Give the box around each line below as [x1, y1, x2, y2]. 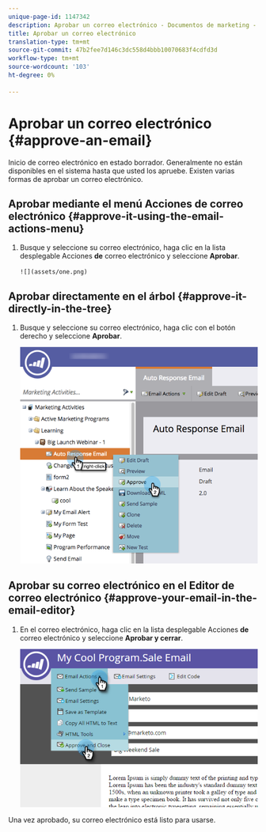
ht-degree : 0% [8, 71, 55, 79]
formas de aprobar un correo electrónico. [8, 174, 144, 183]
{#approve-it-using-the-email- [67, 210, 224, 223]
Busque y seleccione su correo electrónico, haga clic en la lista [19, 243, 226, 252]
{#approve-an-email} [8, 131, 153, 149]
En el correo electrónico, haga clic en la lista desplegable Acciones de [19, 625, 249, 634]
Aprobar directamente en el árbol [8, 289, 176, 303]
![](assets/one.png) [19, 268, 88, 276]
